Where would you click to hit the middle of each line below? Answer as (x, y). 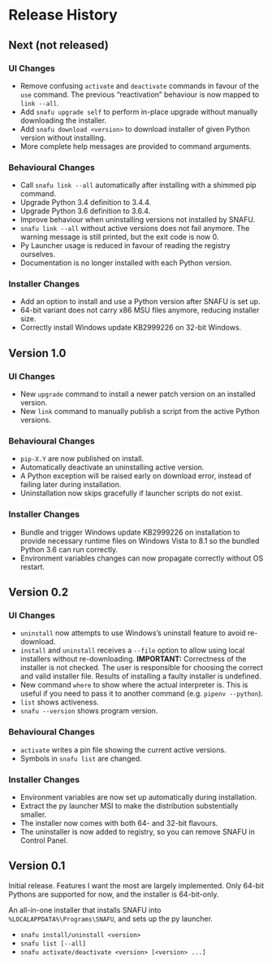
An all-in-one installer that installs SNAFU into (85, 909)
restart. (32, 566)
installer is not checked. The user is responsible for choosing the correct (142, 668)
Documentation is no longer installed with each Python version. (126, 263)
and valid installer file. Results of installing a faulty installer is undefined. (140, 676)
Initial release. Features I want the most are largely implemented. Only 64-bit (136, 885)
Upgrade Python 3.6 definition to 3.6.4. (85, 211)
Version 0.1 (37, 866)
